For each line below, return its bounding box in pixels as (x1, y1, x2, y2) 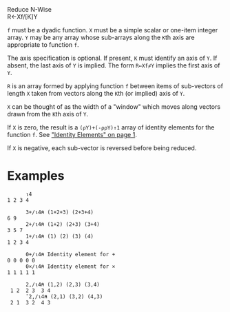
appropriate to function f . (7, 41, 79, 49)
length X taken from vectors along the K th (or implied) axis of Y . (7, 90, 185, 97)
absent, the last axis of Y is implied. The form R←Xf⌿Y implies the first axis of (7, 61, 220, 70)
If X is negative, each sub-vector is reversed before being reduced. (7, 144, 197, 152)
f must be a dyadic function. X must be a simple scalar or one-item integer (7, 26, 218, 34)
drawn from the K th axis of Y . (7, 110, 89, 118)
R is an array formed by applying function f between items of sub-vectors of (7, 82, 224, 90)
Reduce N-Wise (7, 6, 52, 13)
